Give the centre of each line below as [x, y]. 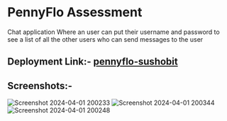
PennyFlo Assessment [75, 12]
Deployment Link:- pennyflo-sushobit [93, 62]
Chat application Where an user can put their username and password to [113, 32]
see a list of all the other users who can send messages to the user [105, 39]
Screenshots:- [40, 86]
